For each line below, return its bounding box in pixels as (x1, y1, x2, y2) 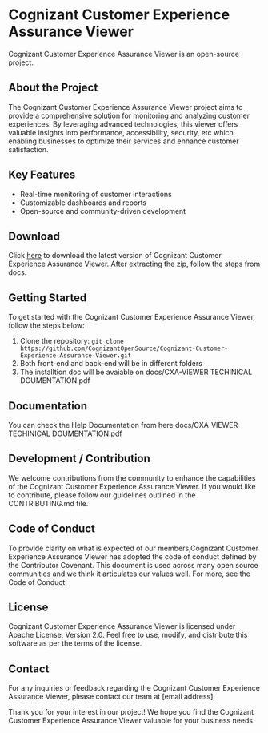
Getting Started (8, 291, 87, 304)
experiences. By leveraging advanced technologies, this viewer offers (8, 119, 238, 129)
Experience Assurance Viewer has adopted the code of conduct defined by (8, 551, 257, 562)
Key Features (8, 168, 76, 182)
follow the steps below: (8, 320, 86, 330)
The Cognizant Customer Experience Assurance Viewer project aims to (8, 102, 243, 111)
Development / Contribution (8, 452, 150, 465)
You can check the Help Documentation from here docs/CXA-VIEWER (8, 421, 238, 429)
